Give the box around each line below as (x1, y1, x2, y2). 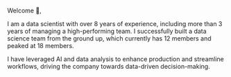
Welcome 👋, (7, 6, 42, 14)
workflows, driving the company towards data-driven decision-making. (7, 63, 210, 70)
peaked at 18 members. (7, 42, 74, 49)
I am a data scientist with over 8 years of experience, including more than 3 (7, 20, 223, 27)
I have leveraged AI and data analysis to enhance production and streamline (7, 55, 224, 63)
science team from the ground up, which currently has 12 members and (7, 34, 212, 43)
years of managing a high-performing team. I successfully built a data (7, 27, 207, 35)
